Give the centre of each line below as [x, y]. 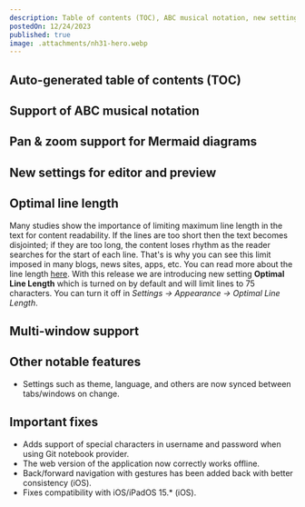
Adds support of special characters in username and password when [152, 444]
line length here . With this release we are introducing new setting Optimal [147, 273]
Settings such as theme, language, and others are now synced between [157, 383]
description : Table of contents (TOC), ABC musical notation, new [138, 18]
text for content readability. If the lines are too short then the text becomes [149, 235]
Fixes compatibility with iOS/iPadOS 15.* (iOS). [109, 492]
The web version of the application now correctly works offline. [141, 463]
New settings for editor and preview [113, 172]
